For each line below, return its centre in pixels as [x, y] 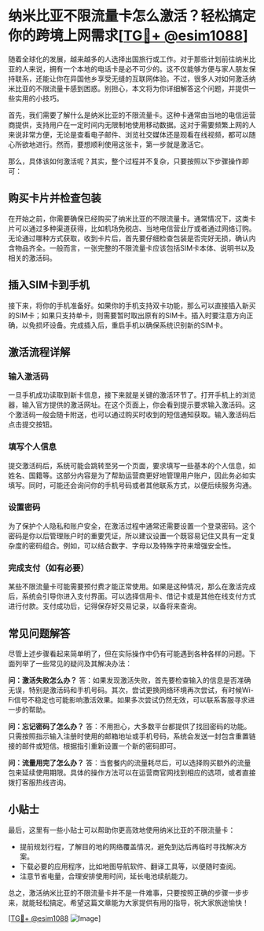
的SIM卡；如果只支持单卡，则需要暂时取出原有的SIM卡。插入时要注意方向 [127, 315]
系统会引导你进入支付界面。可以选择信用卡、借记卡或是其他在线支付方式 [139, 596]
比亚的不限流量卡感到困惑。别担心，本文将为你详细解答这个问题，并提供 [132, 88]
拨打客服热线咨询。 [39, 782]
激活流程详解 [39, 352]
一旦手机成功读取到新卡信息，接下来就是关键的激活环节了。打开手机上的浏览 [132, 395]
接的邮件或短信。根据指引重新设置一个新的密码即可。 [94, 746]
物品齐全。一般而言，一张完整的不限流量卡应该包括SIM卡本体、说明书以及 [135, 247]
